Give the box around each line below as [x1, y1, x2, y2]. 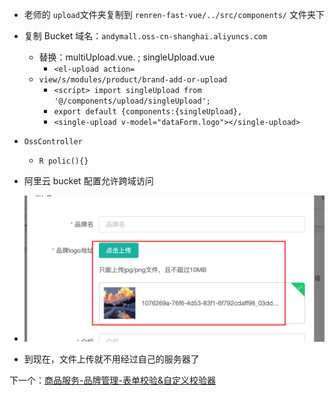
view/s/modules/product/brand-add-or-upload [38, 75, 228, 85]
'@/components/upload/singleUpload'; [53, 96, 211, 106]
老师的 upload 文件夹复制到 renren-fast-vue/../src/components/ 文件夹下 [23, 9, 325, 20]
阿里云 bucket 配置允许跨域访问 [23, 175, 154, 187]
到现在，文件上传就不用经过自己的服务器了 [23, 353, 200, 365]
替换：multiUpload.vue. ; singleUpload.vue [38, 51, 216, 63]
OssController [23, 137, 83, 147]
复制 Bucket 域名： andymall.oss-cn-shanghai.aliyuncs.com [23, 30, 268, 42]
